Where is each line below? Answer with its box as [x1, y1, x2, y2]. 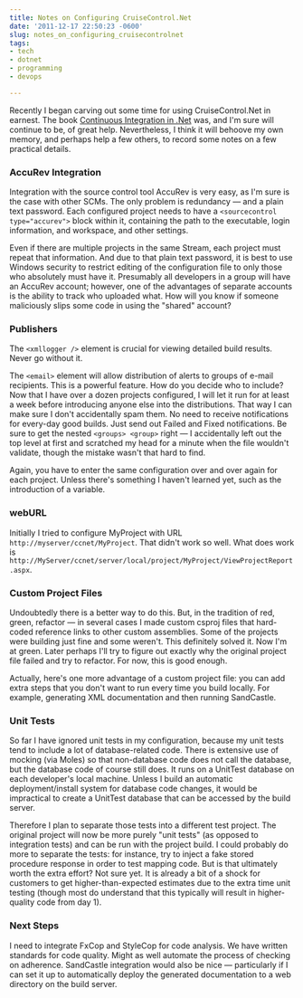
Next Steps [9, 919, 60, 932]
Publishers [9, 322, 58, 335]
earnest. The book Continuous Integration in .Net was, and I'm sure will [9, 114, 274, 125]
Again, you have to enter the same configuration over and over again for [9, 465, 279, 476]
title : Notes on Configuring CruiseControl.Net [9, 13, 193, 23]
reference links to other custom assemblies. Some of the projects [34, 626, 279, 637]
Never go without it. [9, 353, 83, 364]
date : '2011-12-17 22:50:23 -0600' [9, 22, 144, 31]
